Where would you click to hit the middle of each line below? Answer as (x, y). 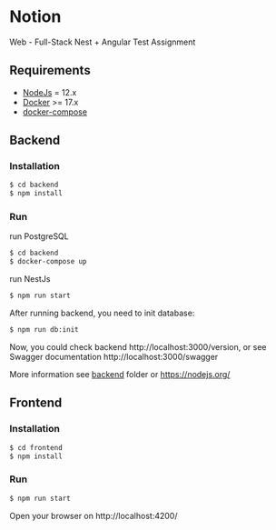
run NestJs (30, 279)
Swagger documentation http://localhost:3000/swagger (114, 356)
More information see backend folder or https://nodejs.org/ (120, 374)
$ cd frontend (36, 447)
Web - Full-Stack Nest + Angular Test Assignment (103, 42)
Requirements (50, 70)
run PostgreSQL (39, 236)
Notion (35, 17)
